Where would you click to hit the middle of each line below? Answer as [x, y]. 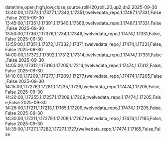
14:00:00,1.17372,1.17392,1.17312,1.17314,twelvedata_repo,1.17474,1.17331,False [83, 55]
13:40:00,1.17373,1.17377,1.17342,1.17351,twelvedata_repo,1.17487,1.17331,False [83, 12]
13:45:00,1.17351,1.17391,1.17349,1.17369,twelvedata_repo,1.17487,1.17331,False [83, 23]
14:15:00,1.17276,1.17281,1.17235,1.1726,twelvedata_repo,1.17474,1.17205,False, [83, 86]
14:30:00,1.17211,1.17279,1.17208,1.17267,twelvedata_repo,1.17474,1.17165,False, [84, 118]
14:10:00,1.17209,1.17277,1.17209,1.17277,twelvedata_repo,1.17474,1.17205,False [83, 76]
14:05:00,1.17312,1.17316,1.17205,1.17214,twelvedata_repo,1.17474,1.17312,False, [83, 65]
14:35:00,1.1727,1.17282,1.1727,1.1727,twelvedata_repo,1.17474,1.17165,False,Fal [83, 129]
